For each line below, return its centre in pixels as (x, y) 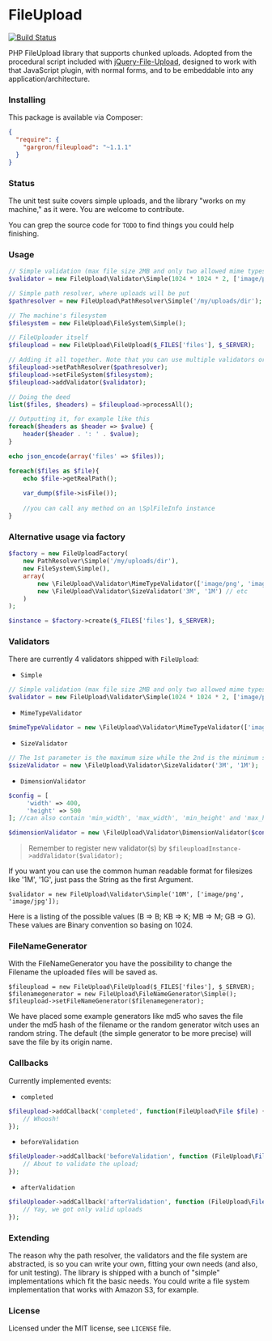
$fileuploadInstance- (205, 849)
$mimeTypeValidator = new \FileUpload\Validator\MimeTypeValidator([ (128, 728)
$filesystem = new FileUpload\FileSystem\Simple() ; (97, 323)
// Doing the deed (39, 397)
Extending (29, 1237)
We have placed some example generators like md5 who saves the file (126, 1016)
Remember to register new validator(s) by (98, 848)
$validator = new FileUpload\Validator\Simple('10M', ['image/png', (126, 895)
